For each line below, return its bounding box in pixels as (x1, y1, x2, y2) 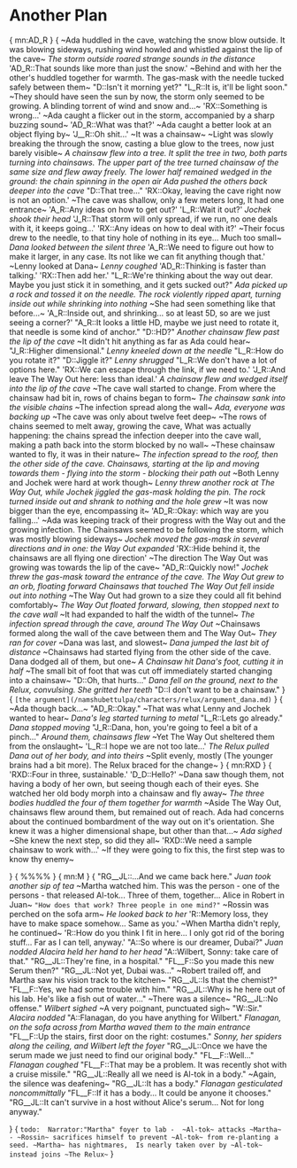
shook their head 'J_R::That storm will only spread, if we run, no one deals (9, 214, 278, 224)
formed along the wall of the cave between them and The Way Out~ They (9, 627, 277, 638)
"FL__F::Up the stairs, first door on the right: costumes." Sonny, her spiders (9, 1031, 283, 1041)
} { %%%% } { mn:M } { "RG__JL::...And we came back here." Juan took (9, 870, 271, 882)
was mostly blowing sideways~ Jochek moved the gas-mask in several (9, 533, 270, 544)
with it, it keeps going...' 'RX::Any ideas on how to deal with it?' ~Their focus (9, 222, 286, 233)
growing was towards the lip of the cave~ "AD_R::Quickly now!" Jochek (9, 562, 270, 572)
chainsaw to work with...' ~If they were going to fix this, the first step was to (9, 844, 286, 855)
